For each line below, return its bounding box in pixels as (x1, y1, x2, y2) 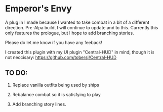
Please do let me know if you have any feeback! (5, 39, 103, 45)
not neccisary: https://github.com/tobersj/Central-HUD (5, 54, 117, 60)
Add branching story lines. (12, 101, 67, 107)
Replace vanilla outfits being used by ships (12, 82, 100, 88)
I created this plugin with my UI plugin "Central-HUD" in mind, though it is (5, 49, 155, 55)
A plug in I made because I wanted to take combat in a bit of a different (5, 19, 150, 25)
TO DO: (5, 69, 28, 77)
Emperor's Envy (5, 3, 72, 14)
